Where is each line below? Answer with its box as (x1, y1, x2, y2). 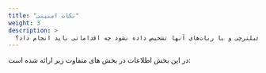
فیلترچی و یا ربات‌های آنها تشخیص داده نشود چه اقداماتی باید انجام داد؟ (15, 33, 260, 42)
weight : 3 (8, 19, 41, 27)
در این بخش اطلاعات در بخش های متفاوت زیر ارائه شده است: (8, 56, 192, 65)
